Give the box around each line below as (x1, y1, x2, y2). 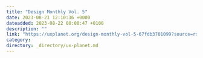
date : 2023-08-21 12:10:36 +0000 (6, 14, 91, 21)
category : (6, 37, 31, 43)
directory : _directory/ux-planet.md (6, 43, 98, 49)
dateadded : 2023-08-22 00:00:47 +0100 (6, 20, 104, 26)
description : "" (6, 25, 47, 32)
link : (6, 31, 20, 37)
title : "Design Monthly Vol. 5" (6, 8, 88, 15)
